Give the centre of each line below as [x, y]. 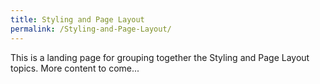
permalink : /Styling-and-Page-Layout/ [91, 29]
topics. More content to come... [75, 68]
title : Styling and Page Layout [77, 19]
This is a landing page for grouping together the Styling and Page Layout [160, 57]
